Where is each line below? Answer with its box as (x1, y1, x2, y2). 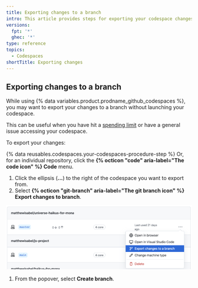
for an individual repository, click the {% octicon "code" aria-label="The (6, 157, 184, 164)
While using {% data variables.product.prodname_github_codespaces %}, (6, 97, 186, 104)
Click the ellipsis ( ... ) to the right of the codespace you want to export (14, 175, 184, 182)
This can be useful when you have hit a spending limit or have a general (6, 122, 181, 129)
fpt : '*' (11, 28, 33, 34)
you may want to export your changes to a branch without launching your (6, 104, 184, 111)
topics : (6, 47, 25, 53)
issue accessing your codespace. (6, 127, 88, 135)
